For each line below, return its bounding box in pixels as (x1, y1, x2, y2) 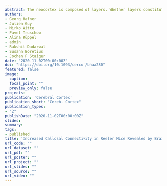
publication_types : (5, 104, 46, 109)
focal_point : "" (9, 81, 43, 86)
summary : (5, 123, 23, 127)
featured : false (5, 67, 39, 72)
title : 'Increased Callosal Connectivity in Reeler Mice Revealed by (5, 136, 153, 141)
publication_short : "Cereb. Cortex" (5, 100, 81, 105)
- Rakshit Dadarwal (5, 44, 46, 49)
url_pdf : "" (5, 150, 30, 155)
